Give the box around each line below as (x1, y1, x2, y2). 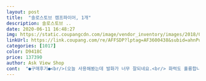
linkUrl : (6, 37, 29, 43)
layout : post (6, 9, 40, 15)
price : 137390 (6, 54, 43, 60)
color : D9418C (6, 49, 43, 55)
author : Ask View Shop (6, 60, 64, 66)
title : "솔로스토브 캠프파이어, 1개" (6, 15, 91, 21)
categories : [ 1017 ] (6, 43, 56, 49)
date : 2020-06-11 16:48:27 (6, 26, 75, 32)
